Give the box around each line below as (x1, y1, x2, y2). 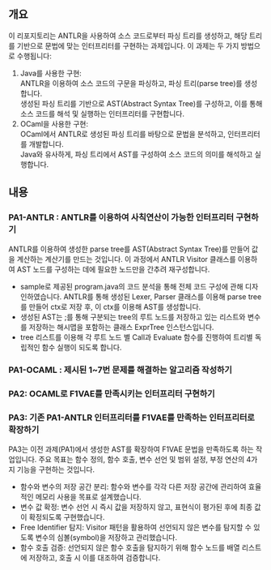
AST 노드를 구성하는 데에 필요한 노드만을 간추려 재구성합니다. (16, 264, 210, 274)
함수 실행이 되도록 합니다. (41, 342, 122, 352)
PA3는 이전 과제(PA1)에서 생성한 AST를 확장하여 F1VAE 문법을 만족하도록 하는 (8, 444, 255, 454)
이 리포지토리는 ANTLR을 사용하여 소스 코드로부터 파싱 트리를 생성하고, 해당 (8, 31, 248, 41)
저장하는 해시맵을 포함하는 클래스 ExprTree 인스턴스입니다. (28, 322, 214, 332)
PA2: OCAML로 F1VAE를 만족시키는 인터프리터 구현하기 (8, 388, 216, 400)
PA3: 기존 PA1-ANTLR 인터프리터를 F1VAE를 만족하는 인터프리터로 (8, 412, 255, 423)
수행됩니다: (16, 51, 53, 61)
